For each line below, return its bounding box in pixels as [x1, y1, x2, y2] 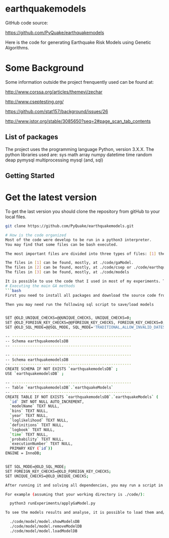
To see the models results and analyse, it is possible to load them [5, 510, 154, 515]
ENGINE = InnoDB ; [5, 451, 42, 456]
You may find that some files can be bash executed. [5, 242, 118, 247]
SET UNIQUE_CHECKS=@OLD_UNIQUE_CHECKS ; [5, 473, 89, 478]
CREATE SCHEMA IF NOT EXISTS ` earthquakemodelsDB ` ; [5, 366, 118, 371]
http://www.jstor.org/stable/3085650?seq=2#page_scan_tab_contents [5, 118, 151, 124]
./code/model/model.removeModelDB [10, 524, 82, 529]
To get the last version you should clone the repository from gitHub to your [5, 208, 160, 214]
